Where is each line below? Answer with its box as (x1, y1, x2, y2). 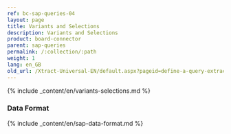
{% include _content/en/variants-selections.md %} (7, 87, 151, 95)
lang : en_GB (7, 61, 41, 68)
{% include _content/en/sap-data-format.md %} (7, 119, 144, 127)
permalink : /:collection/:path (7, 49, 97, 56)
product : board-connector (7, 36, 81, 43)
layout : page (7, 16, 45, 23)
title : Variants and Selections (7, 23, 100, 30)
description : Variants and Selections (7, 29, 118, 36)
